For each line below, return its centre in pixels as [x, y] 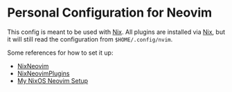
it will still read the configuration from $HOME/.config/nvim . [90, 39]
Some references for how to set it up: [60, 53]
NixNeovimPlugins [43, 73]
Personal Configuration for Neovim [110, 13]
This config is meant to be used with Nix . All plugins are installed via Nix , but [116, 32]
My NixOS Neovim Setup [53, 80]
